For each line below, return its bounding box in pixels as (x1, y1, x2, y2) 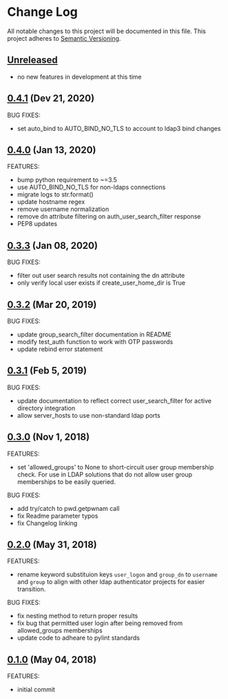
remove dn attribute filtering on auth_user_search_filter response (17, 212, 201, 221)
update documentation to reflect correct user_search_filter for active (17, 396, 212, 405)
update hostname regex (17, 198, 85, 206)
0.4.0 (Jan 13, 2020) (7, 144, 96, 156)
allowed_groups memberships (17, 627, 103, 635)
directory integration (17, 404, 76, 412)
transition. (17, 585, 46, 594)
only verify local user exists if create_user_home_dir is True (17, 278, 186, 287)
